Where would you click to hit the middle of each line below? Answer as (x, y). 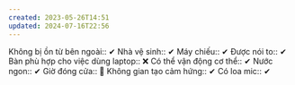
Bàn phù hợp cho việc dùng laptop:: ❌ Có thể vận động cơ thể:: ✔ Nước (141, 61)
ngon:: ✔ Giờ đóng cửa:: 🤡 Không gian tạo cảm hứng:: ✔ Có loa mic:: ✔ (139, 71)
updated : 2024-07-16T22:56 (59, 26)
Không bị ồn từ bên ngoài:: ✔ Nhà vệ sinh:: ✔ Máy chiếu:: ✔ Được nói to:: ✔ (147, 51)
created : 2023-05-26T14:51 (59, 17)
